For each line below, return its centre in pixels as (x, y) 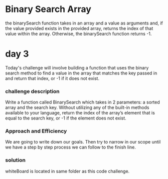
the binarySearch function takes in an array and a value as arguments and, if (84, 23)
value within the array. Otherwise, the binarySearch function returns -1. (78, 33)
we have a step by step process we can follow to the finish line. (71, 147)
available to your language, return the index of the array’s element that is (80, 113)
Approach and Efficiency (36, 131)
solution (16, 160)
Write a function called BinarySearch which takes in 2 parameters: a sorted (83, 102)
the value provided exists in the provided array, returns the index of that (79, 28)
